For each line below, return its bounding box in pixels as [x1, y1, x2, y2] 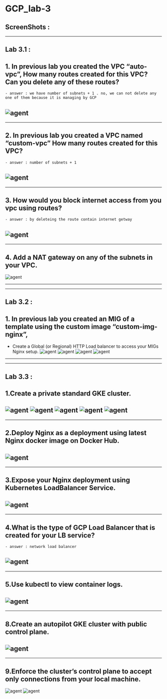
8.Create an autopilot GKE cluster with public [5, 620, 148, 628]
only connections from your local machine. [5, 675, 141, 683]
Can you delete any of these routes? [5, 78, 119, 86]
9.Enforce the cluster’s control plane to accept [5, 667, 152, 676]
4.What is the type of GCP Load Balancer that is [5, 523, 156, 532]
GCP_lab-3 [5, 3, 51, 14]
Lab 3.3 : [5, 372, 33, 381]
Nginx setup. [12, 349, 39, 355]
